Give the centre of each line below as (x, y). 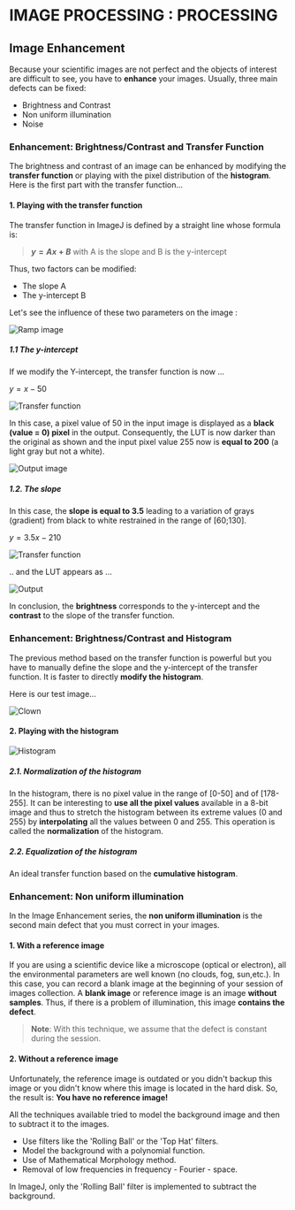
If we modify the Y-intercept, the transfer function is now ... (117, 371)
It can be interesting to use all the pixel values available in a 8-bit (149, 802)
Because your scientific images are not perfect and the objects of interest (143, 69)
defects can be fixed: (48, 88)
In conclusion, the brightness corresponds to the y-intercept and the (135, 606)
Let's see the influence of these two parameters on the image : (124, 312)
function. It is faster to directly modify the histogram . (106, 677)
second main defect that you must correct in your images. (114, 925)
